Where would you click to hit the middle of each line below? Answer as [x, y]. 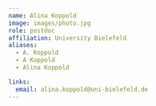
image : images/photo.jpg [50, 23]
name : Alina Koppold [43, 16]
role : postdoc [32, 30]
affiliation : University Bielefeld [68, 38]
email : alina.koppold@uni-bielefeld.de [82, 89]
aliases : [23, 45]
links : [19, 82]
